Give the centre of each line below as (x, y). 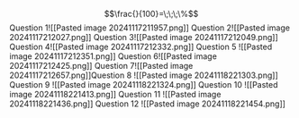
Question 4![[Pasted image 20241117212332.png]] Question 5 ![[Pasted (141, 46)
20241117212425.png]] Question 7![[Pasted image (101, 66)
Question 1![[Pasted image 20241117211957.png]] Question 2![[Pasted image (150, 28)
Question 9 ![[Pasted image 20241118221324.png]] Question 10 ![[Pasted (144, 84)
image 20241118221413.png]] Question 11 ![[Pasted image (115, 94)
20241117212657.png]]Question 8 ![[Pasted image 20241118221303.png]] (144, 75)
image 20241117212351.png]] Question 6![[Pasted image (113, 56)
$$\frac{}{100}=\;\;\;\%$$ (151, 14)
